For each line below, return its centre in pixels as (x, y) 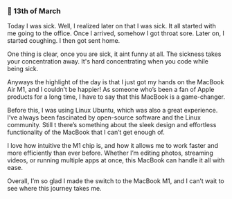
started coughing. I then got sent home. (64, 41)
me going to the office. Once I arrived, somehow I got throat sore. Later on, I (116, 33)
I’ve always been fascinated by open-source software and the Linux (104, 117)
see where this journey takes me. (54, 189)
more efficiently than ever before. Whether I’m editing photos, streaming (110, 153)
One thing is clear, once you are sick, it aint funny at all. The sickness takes (114, 54)
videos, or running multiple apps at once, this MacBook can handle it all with (116, 160)
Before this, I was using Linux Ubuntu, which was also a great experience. (113, 111)
